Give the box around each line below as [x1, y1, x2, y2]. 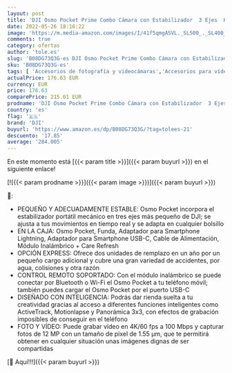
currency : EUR [7, 81, 48, 88]
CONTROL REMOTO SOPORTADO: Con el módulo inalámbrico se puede [17, 271, 222, 280]
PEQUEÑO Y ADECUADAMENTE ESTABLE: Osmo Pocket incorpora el [17, 205, 215, 213]
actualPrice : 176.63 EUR [7, 74, 79, 82]
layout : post [7, 10, 45, 17]
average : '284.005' [7, 139, 64, 146]
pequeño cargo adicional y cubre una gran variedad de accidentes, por [17, 256, 220, 265]
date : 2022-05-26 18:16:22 [7, 23, 85, 30]
